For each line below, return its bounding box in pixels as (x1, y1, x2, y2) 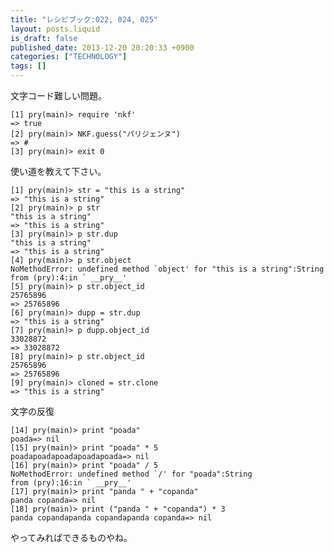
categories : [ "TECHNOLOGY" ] (10, 52, 128, 62)
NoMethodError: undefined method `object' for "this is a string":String (10, 264, 325, 274)
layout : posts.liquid (10, 24, 101, 34)
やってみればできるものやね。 (10, 532, 133, 543)
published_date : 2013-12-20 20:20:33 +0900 (10, 42, 195, 53)
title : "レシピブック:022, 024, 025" (10, 14, 159, 25)
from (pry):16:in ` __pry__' (10, 478, 132, 488)
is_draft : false (10, 33, 78, 43)
